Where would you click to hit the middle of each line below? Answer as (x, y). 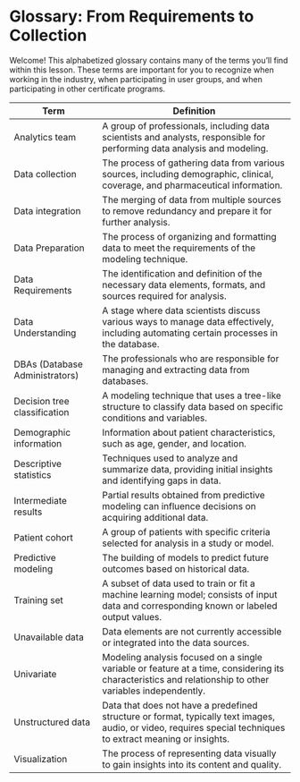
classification (42, 412)
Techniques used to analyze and (170, 458)
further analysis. (136, 222)
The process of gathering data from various (194, 163)
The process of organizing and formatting (189, 236)
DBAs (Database (48, 364)
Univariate (35, 674)
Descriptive (38, 463)
